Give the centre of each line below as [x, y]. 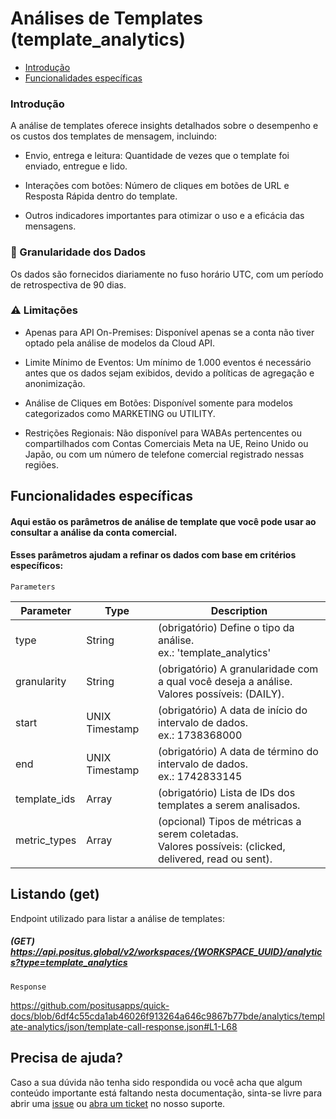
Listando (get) [55, 894]
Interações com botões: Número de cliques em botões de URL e [157, 186]
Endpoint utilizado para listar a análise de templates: [117, 918]
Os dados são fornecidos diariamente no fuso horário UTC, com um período [167, 274]
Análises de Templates [106, 18]
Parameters [33, 587]
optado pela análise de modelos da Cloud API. [120, 343]
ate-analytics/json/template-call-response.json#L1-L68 [124, 1026]
